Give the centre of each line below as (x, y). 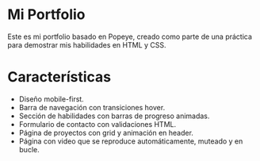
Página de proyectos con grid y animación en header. (106, 132)
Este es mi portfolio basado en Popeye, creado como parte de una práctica (130, 36)
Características (59, 77)
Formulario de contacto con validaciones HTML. (97, 124)
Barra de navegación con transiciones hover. (92, 107)
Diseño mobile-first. (51, 99)
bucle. (29, 149)
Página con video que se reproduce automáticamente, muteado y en (131, 141)
